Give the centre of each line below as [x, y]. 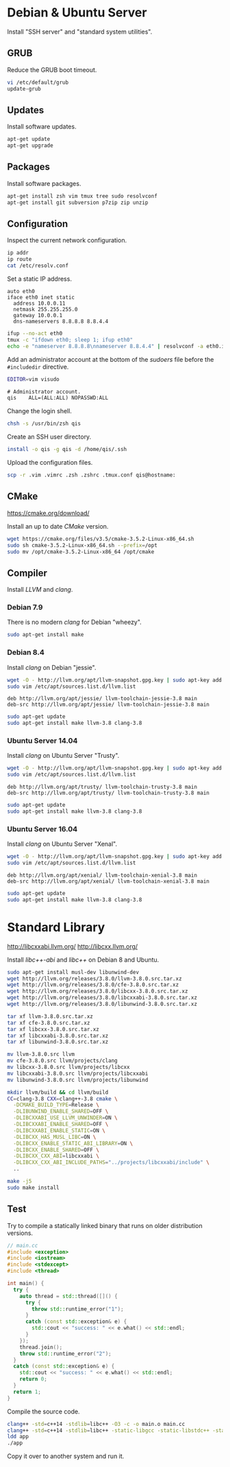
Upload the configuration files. [50, 463]
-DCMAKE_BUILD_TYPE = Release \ [56, 1105]
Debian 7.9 [25, 608]
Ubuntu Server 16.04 [42, 829]
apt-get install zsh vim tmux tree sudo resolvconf [82, 196]
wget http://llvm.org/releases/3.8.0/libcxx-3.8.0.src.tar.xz [98, 991]
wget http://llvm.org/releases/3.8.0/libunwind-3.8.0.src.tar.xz [102, 1004]
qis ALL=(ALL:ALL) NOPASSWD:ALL [58, 398]
